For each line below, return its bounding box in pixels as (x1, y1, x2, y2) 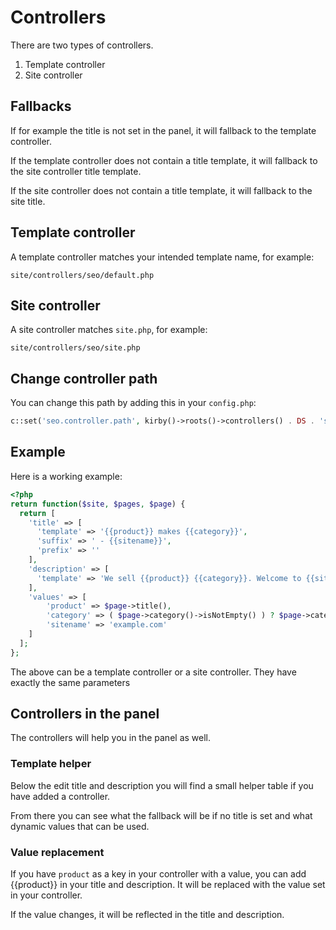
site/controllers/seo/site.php (10, 343, 141, 353)
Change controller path (10, 370, 158, 387)
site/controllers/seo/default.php (10, 270, 155, 280)
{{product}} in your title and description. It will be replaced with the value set (10, 879, 326, 891)
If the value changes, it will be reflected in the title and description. (10, 909, 285, 921)
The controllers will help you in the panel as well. (10, 732, 212, 744)
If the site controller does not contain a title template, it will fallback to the (10, 184, 313, 196)
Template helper (10, 757, 92, 771)
